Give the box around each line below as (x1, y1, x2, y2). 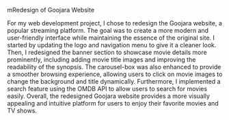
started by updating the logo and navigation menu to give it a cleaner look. (7, 41, 217, 49)
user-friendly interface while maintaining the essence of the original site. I (7, 34, 215, 42)
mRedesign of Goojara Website (7, 6, 94, 14)
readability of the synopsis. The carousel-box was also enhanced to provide (7, 63, 221, 71)
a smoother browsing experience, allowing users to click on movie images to (7, 70, 223, 78)
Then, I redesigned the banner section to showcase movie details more (7, 48, 207, 56)
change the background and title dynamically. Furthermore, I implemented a (7, 77, 221, 85)
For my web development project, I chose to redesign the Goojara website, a (7, 19, 222, 27)
